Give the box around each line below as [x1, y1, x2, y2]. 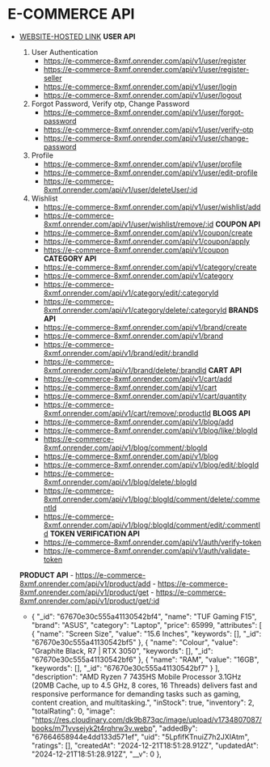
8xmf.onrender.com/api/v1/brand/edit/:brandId [43, 348, 199, 358]
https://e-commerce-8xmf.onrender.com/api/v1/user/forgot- [43, 107, 244, 117]
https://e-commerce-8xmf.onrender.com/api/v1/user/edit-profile [43, 167, 258, 177]
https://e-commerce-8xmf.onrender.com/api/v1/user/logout [43, 90, 243, 100]
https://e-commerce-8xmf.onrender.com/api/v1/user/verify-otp [43, 125, 254, 134]
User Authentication [31, 47, 99, 57]
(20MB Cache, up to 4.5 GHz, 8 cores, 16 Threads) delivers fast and [31, 680, 258, 690]
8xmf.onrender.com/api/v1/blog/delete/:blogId [43, 477, 197, 486]
